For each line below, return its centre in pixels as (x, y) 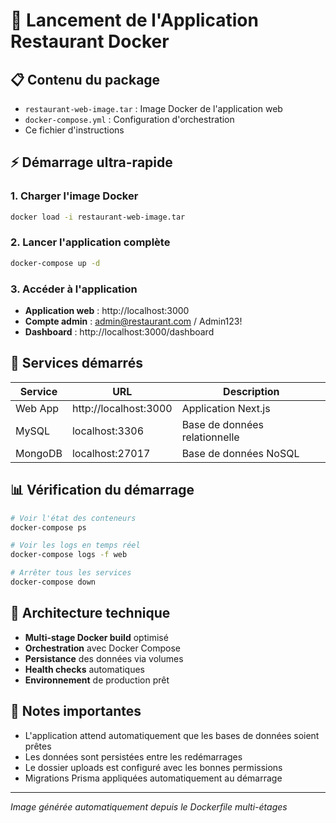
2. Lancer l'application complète (90, 242)
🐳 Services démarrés (76, 363)
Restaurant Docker (90, 41)
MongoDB (39, 453)
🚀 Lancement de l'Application (134, 20)
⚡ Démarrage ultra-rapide (91, 162)
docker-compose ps (48, 527)
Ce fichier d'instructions (74, 130)
